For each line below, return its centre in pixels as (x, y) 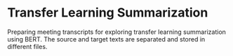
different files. (27, 46)
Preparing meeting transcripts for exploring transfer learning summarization (117, 32)
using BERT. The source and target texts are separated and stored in (106, 39)
